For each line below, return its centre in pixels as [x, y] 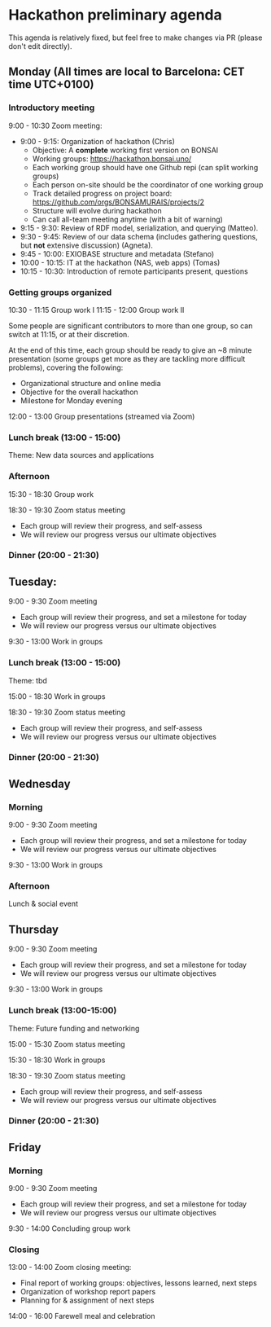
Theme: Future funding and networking [74, 1028]
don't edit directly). [40, 46]
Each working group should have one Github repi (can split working [145, 167]
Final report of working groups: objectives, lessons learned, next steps [139, 1283]
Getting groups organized [60, 292]
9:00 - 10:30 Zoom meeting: [55, 125]
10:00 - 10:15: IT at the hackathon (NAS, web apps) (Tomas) [120, 262]
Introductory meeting [52, 108]
